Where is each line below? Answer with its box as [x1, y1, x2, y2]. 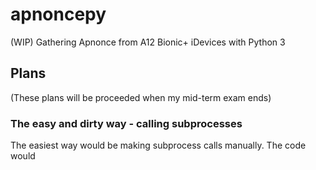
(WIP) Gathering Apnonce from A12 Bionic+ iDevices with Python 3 [10, 36, 286, 48]
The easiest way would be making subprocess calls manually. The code [10, 139, 307, 152]
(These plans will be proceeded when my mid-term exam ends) [10, 91, 272, 103]
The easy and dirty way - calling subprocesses [10, 116, 243, 130]
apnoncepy [10, 3, 107, 26]
